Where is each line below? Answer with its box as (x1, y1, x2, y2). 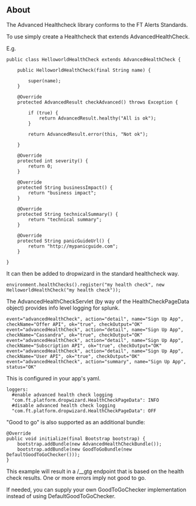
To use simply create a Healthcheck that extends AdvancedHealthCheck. (6, 33, 190, 40)
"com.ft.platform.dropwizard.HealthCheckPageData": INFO (12, 397, 159, 403)
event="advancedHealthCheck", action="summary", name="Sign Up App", (6, 358, 187, 365)
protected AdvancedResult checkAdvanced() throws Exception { (17, 99, 178, 105)
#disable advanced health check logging (12, 402, 116, 408)
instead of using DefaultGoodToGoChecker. (6, 492, 116, 499)
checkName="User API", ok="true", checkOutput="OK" (6, 353, 140, 359)
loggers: (6, 387, 29, 393)
